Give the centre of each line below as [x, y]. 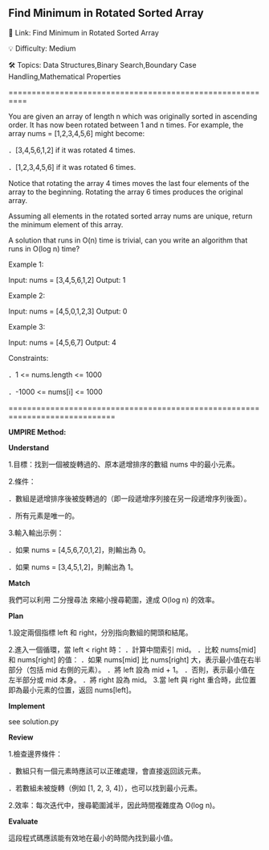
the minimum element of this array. [66, 224]
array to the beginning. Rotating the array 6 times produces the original [126, 192]
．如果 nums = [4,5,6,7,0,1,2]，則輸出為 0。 [79, 549]
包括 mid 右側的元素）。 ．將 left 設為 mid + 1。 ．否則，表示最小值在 [142, 670]
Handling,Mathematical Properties [65, 77]
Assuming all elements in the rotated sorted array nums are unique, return [130, 216]
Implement [27, 706]
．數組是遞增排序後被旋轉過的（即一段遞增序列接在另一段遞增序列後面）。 [130, 498]
